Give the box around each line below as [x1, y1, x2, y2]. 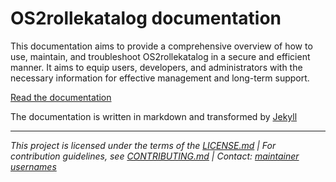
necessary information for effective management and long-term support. [10, 72, 310, 84]
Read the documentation [10, 91, 112, 103]
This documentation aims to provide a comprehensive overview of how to [10, 40, 313, 52]
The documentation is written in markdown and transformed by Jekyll [10, 110, 298, 122]
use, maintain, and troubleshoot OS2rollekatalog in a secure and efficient [10, 50, 311, 62]
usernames [10, 160, 57, 172]
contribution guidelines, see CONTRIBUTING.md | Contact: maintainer [10, 150, 300, 162]
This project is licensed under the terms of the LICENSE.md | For [10, 139, 277, 151]
